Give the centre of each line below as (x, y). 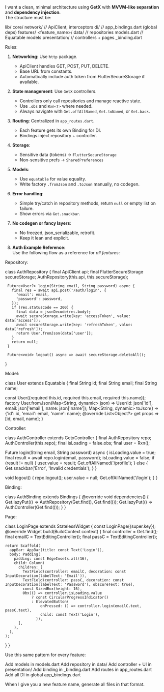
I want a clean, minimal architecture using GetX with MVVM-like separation (82, 7)
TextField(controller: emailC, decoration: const (74, 572)
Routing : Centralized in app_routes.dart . (53, 121)
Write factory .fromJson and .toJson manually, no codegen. (80, 184)
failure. (27, 208)
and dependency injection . (33, 12)
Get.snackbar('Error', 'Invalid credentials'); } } (51, 468)
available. (29, 82)
